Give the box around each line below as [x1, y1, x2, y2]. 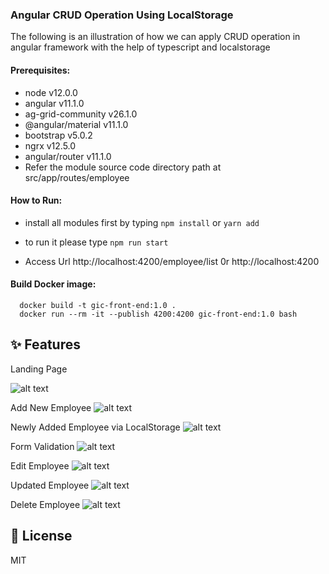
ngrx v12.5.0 [24, 139, 77, 152]
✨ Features [10, 336, 81, 353]
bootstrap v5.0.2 [24, 129, 93, 141]
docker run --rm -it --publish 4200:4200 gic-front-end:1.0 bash [19, 309, 298, 319]
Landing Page [10, 363, 68, 375]
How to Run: [10, 194, 63, 207]
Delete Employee [10, 498, 81, 510]
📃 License [10, 528, 73, 545]
